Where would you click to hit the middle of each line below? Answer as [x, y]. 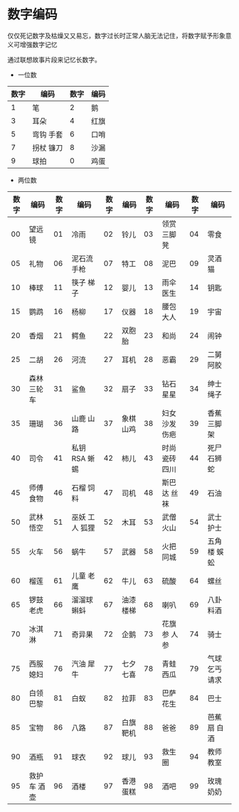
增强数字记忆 [38, 44]
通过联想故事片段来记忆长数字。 [54, 59]
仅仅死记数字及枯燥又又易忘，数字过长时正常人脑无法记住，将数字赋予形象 [116, 36]
